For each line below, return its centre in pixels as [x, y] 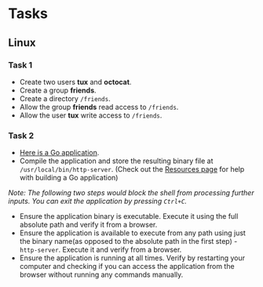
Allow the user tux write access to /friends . [91, 115]
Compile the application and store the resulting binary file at [116, 161]
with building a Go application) [69, 178]
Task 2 [21, 136]
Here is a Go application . [59, 153]
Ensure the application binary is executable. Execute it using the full [129, 216]
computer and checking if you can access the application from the [127, 267]
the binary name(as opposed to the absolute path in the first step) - [128, 242]
